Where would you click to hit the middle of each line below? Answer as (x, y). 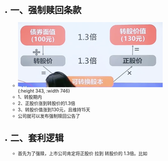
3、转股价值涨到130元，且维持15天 (54, 109)
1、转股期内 (30, 96)
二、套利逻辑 (37, 138)
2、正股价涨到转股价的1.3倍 (46, 103)
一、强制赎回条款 (46, 10)
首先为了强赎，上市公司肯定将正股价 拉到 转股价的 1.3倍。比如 (82, 153)
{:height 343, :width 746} (44, 91)
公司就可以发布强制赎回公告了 (49, 116)
